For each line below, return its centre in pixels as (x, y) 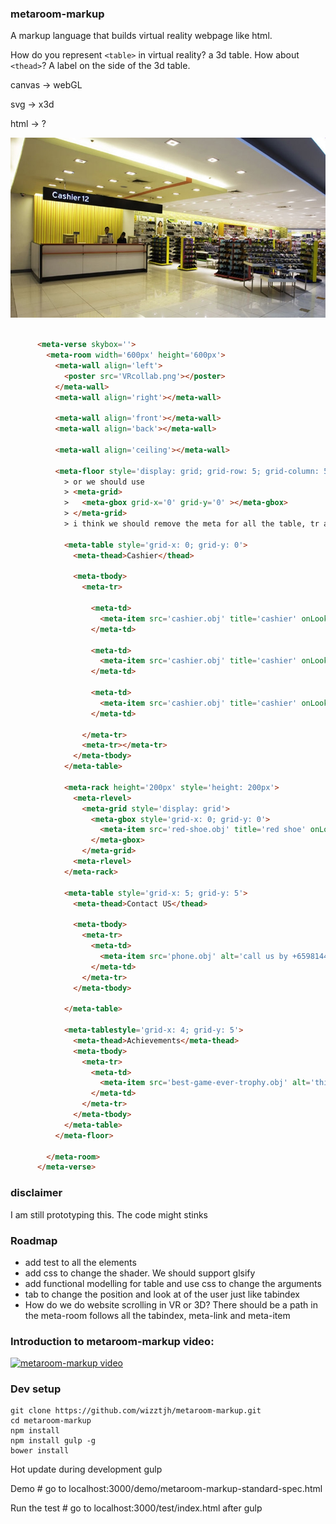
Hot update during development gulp (86, 1469)
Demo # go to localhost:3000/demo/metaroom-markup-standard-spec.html (166, 1489)
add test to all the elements (80, 1262)
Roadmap (34, 1240)
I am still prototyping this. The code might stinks (109, 1214)
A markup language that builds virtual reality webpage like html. (141, 36)
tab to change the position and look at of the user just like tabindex (162, 1294)
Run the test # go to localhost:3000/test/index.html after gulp (136, 1508)
